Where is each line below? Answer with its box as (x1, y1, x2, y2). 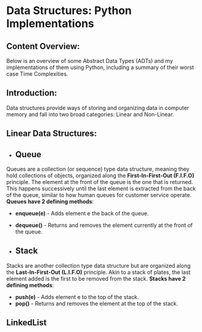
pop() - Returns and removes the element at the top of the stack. (15, 300, 178, 307)
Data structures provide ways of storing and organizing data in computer (6, 104, 189, 111)
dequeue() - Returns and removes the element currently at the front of (15, 221, 193, 229)
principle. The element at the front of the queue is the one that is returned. (6, 179, 193, 186)
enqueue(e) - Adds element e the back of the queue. (15, 210, 150, 217)
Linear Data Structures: (6, 128, 97, 139)
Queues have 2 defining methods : (6, 198, 95, 205)
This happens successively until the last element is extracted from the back (6, 185, 197, 193)
